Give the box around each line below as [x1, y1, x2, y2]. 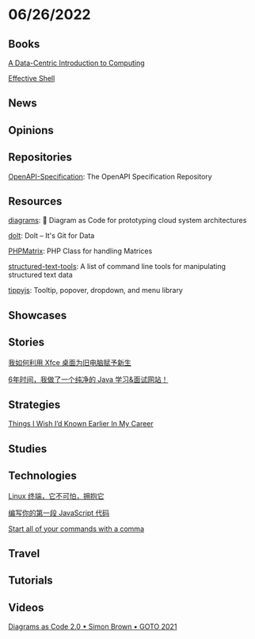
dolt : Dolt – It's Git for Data [8, 231, 95, 241]
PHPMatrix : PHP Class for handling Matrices [8, 246, 153, 256]
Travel [8, 547, 40, 560]
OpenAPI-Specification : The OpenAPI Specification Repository [8, 171, 212, 181]
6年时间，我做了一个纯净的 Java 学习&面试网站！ [8, 375, 169, 384]
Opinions [8, 123, 54, 137]
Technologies [8, 469, 78, 483]
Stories [8, 336, 45, 349]
